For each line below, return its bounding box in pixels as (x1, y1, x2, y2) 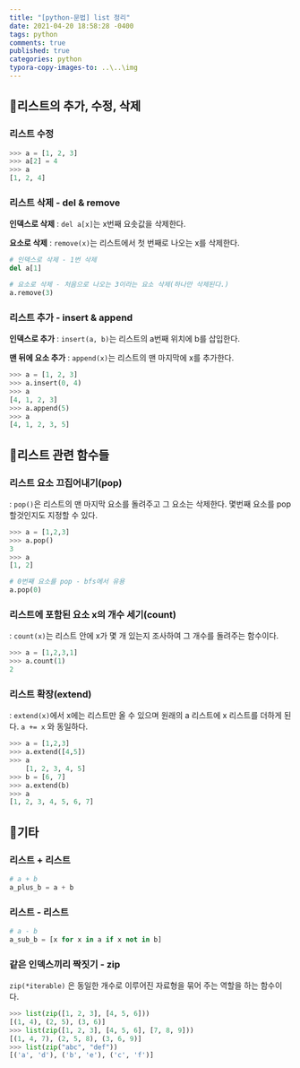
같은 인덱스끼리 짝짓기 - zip (9, 958, 121, 970)
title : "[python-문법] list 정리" (9, 13, 131, 22)
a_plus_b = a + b (9, 882, 74, 892)
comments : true (9, 38, 66, 48)
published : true (9, 47, 70, 56)
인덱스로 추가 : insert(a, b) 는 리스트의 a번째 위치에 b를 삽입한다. (9, 334, 240, 344)
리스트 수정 (9, 127, 55, 140)
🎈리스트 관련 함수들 (9, 447, 110, 463)
